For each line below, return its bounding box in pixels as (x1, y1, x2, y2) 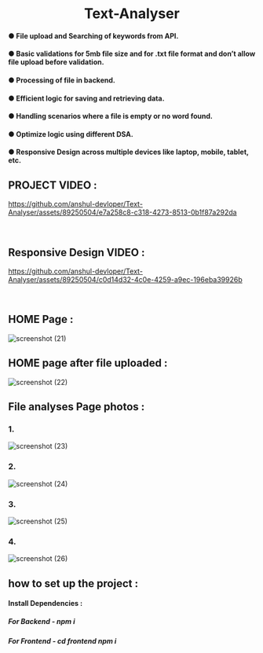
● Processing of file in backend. (8, 75, 115, 85)
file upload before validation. (8, 57, 104, 67)
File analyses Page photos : (8, 400, 145, 413)
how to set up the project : (8, 577, 139, 590)
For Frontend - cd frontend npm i (8, 636, 117, 646)
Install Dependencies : (8, 599, 83, 608)
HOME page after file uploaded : (8, 357, 168, 370)
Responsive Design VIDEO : (8, 245, 145, 259)
